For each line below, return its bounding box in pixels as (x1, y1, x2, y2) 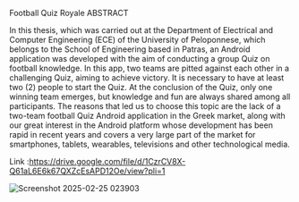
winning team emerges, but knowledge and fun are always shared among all (9, 91, 291, 102)
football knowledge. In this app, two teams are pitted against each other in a (9, 63, 289, 73)
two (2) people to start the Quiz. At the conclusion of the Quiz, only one (9, 82, 273, 92)
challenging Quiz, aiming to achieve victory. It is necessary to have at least (9, 72, 285, 83)
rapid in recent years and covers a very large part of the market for (9, 130, 256, 139)
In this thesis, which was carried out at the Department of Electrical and (9, 25, 274, 35)
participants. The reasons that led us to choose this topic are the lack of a (9, 101, 281, 111)
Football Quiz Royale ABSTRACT (9, 8, 129, 18)
